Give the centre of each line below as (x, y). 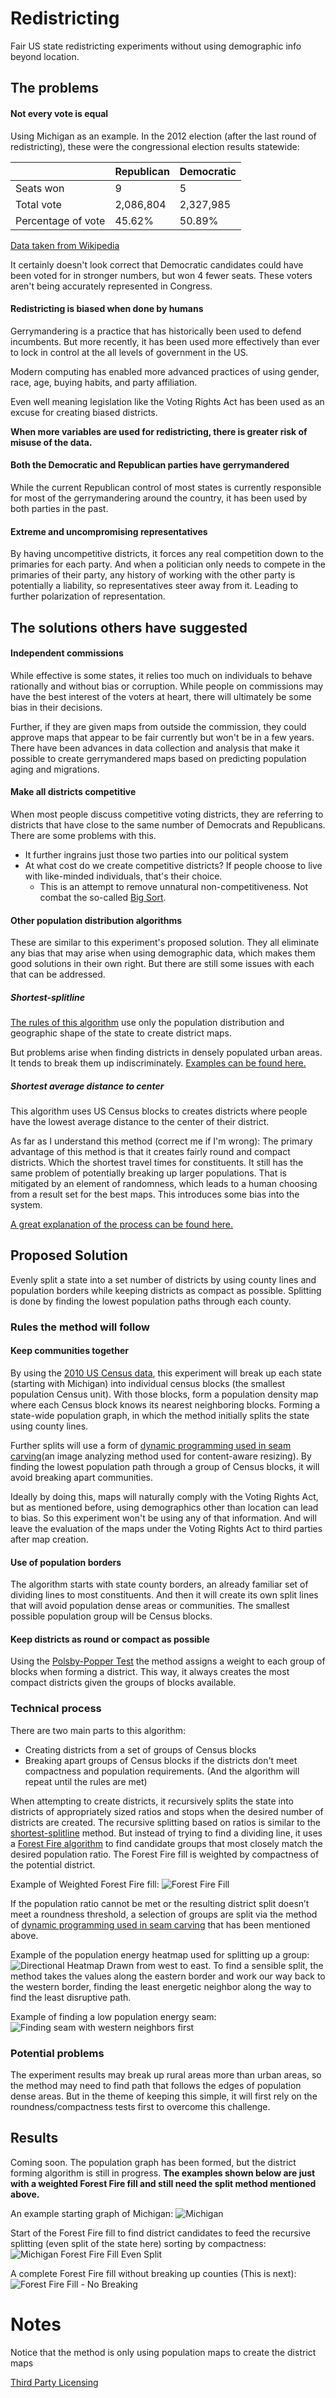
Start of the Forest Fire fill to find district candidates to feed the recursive (160, 2233)
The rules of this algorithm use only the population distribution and (147, 1023)
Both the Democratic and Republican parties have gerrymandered (150, 465)
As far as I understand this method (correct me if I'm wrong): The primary (161, 1141)
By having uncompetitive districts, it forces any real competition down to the (167, 554)
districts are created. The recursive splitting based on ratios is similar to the (166, 1822)
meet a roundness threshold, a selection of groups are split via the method (164, 1914)
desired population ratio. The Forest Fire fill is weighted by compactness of (165, 1854)
